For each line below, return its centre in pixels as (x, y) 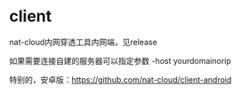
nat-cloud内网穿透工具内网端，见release (83, 42)
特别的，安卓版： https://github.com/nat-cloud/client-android (120, 79)
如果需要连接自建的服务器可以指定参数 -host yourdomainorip (120, 60)
